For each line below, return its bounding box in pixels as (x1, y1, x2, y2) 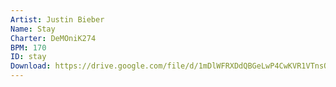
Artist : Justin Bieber (10, 14, 105, 25)
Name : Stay (10, 24, 56, 34)
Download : (10, 61, 52, 71)
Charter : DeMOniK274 (10, 33, 97, 43)
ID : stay (10, 52, 47, 62)
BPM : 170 (10, 42, 47, 53)
